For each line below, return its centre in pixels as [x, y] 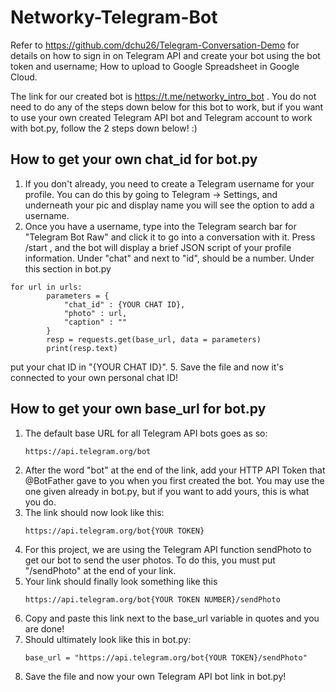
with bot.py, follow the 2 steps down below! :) [104, 128]
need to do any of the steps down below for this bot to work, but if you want [167, 107]
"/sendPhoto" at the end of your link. [100, 570]
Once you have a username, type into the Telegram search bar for [160, 226]
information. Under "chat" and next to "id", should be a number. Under [169, 258]
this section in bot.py [68, 268]
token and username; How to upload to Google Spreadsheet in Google [155, 66]
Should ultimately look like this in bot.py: [108, 639]
